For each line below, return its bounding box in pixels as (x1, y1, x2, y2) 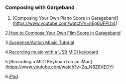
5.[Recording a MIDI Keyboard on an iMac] (5, 59, 92, 65)
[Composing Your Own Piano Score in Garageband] (12, 15, 119, 21)
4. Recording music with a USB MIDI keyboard (5, 49, 99, 55)
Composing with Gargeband (5, 4, 75, 11)
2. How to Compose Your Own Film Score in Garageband (5, 30, 121, 36)
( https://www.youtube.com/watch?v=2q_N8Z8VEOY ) (5, 64, 114, 70)
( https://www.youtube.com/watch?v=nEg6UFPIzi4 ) (12, 20, 118, 26)
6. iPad (5, 74, 18, 80)
